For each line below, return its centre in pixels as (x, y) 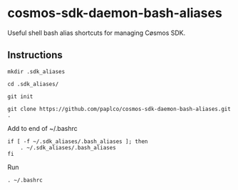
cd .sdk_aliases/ (33, 84)
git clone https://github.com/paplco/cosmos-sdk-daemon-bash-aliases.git (119, 109)
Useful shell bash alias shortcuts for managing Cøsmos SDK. (97, 33)
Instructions (35, 55)
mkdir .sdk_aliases (36, 72)
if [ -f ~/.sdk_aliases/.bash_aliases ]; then (78, 141)
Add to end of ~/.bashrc (43, 128)
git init (20, 96)
